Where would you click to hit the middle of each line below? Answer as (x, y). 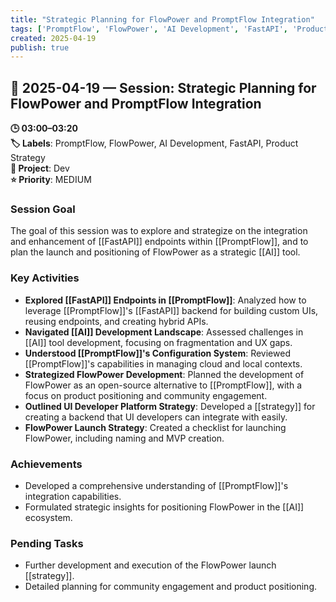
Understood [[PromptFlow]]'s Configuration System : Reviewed (157, 353)
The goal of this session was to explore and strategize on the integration (159, 231)
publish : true (40, 47)
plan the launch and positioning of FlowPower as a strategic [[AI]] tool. (155, 252)
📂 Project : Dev (40, 168)
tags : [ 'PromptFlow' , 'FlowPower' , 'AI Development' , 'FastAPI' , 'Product (169, 29)
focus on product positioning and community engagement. (146, 395)
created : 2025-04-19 (53, 38)
